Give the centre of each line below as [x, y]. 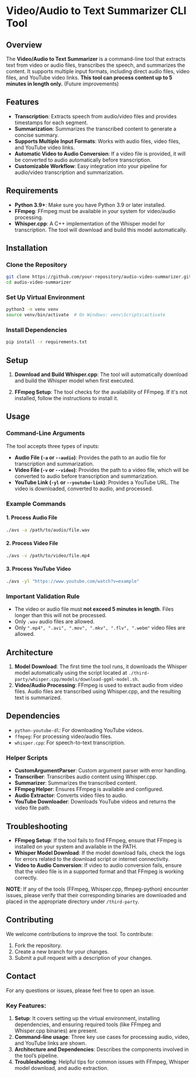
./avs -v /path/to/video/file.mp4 [48, 555]
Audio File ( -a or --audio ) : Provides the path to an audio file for [90, 457]
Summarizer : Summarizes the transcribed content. [76, 783]
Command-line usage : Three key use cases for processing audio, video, [102, 1037]
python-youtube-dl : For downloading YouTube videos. [79, 730]
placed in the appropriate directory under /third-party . [73, 901]
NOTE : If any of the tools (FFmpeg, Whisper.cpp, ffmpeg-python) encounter [97, 889]
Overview [24, 45]
